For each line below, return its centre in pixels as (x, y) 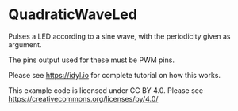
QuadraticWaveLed (73, 15)
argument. (25, 44)
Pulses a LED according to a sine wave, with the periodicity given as (120, 36)
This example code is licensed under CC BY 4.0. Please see (106, 90)
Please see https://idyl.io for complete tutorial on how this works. (114, 75)
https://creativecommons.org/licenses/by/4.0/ (83, 98)
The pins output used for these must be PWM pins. (91, 60)
